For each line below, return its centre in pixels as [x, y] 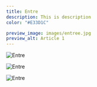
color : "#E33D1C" [28, 22]
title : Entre [22, 11]
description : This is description [49, 17]
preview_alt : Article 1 [35, 39]
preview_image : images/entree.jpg [49, 33]
